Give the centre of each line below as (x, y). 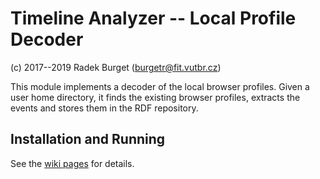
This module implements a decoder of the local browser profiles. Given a (160, 86)
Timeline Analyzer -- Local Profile (153, 18)
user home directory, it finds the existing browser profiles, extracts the (155, 97)
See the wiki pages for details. (72, 163)
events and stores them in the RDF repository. (104, 108)
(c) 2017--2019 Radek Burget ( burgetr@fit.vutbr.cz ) (116, 67)
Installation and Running (88, 139)
